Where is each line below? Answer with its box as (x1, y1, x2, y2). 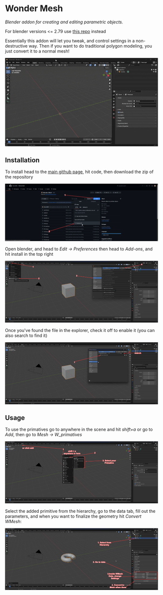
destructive (5, 43, 28, 49)
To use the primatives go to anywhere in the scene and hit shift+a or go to (5, 426, 153, 433)
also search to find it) (5, 332, 48, 338)
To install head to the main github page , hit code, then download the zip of (5, 169, 154, 175)
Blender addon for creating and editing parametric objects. (5, 19, 124, 25)
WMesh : (5, 518, 22, 524)
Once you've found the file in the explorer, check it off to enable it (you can (5, 328, 155, 333)
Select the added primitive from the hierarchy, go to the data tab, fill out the (5, 508, 156, 514)
